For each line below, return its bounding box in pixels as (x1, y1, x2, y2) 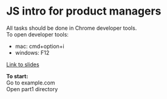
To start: (6, 72, 29, 80)
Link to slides (6, 61, 39, 68)
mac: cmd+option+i (15, 43, 65, 50)
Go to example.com (6, 79, 55, 86)
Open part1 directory (6, 85, 58, 92)
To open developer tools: (6, 30, 69, 38)
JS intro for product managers (6, 4, 162, 18)
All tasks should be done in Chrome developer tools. (6, 24, 137, 32)
